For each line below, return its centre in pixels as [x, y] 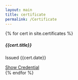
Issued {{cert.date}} [26, 58]
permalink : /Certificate [31, 19]
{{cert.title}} [18, 45]
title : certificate [25, 15]
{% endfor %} [19, 73]
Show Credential [22, 67]
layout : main [19, 10]
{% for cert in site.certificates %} [39, 34]
